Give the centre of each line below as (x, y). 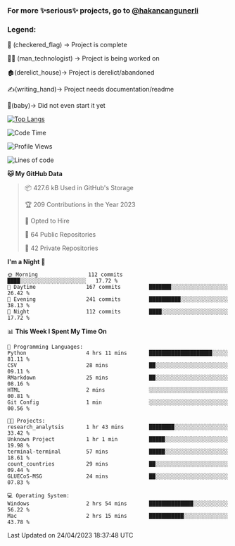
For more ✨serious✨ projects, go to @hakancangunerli (103, 11)
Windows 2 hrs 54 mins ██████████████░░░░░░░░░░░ (118, 504)
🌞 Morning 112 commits (65, 275)
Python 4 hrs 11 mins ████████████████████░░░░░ (118, 353)
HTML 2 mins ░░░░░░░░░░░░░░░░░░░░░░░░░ (118, 390)
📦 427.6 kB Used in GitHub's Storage (79, 188)
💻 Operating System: (39, 496)
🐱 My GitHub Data (35, 174)
